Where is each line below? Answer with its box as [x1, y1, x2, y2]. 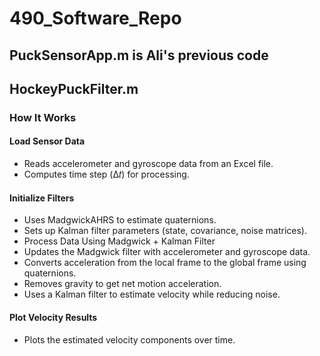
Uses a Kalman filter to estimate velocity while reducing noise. [23, 288, 281, 301]
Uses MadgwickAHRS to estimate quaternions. [23, 214, 217, 226]
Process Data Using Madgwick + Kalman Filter [23, 235, 216, 247]
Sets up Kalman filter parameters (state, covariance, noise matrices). [23, 225, 307, 237]
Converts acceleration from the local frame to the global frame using [23, 257, 307, 269]
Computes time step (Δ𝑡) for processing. [23, 168, 190, 181]
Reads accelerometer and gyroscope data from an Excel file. [23, 158, 274, 170]
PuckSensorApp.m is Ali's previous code [9, 47, 269, 64]
